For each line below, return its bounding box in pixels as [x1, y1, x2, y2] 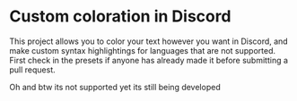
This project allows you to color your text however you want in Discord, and [9, 36, 289, 46]
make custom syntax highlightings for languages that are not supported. [9, 45, 276, 55]
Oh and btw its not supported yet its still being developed [9, 81, 222, 92]
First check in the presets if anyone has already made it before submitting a [9, 55, 289, 65]
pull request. [9, 64, 56, 75]
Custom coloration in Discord [9, 6, 231, 27]
